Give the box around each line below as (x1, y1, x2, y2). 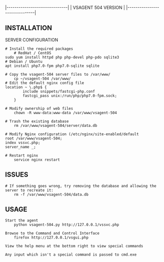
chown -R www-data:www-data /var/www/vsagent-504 (14, 110, 117, 115)
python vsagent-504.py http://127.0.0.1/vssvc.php (14, 222, 119, 227)
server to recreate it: (5, 188, 54, 193)
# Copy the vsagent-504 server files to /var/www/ (5, 72, 111, 77)
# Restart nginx (5, 153, 38, 158)
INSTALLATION (5, 24, 52, 32)
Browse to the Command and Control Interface (5, 231, 99, 236)
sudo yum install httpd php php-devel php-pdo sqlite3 (5, 55, 119, 60)
